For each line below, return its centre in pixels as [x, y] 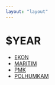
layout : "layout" [27, 12]
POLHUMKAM [31, 76]
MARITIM [25, 63]
